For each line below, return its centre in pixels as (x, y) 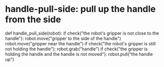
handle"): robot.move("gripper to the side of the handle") (63, 38)
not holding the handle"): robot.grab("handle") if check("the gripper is (76, 49)
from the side (33, 19)
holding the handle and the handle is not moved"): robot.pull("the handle (79, 54)
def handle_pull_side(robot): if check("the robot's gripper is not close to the (82, 33)
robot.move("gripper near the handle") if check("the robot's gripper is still (81, 43)
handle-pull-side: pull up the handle (81, 9)
